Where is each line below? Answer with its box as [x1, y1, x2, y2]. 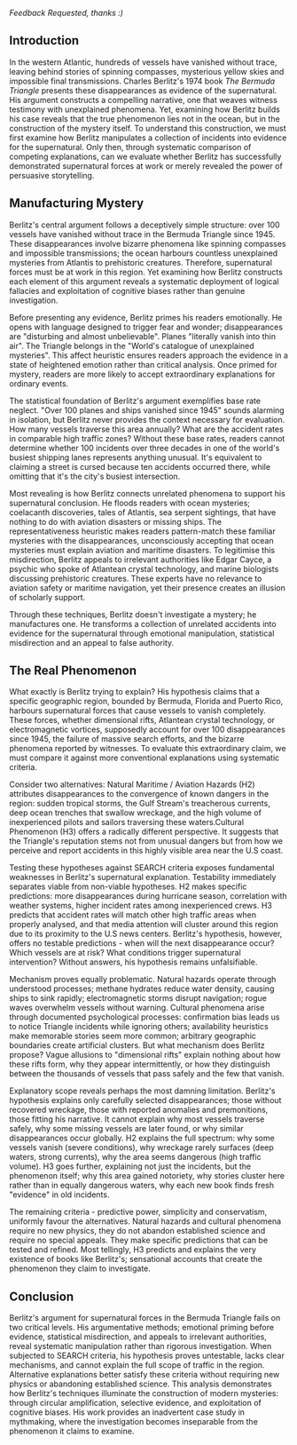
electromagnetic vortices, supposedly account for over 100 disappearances [9, 724, 285, 735]
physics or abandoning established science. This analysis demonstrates [9, 1378, 272, 1389]
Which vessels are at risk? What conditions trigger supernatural [9, 948, 241, 958]
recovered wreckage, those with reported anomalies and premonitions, [9, 1105, 269, 1116]
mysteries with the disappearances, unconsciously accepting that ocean [9, 535, 274, 545]
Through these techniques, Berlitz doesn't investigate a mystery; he [9, 608, 257, 620]
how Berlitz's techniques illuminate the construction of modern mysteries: [9, 1388, 279, 1399]
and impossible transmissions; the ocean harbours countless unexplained [9, 248, 278, 258]
